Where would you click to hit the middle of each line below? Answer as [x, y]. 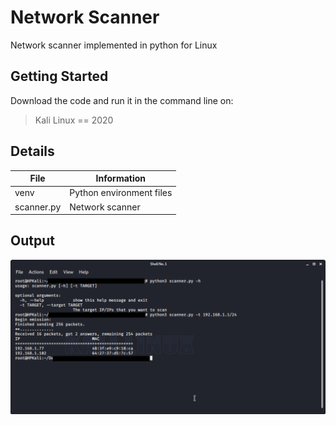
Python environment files [121, 193]
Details [32, 151]
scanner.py [38, 207]
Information [121, 178]
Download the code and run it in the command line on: [122, 100]
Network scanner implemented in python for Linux [114, 45]
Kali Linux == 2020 [74, 120]
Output [32, 241]
